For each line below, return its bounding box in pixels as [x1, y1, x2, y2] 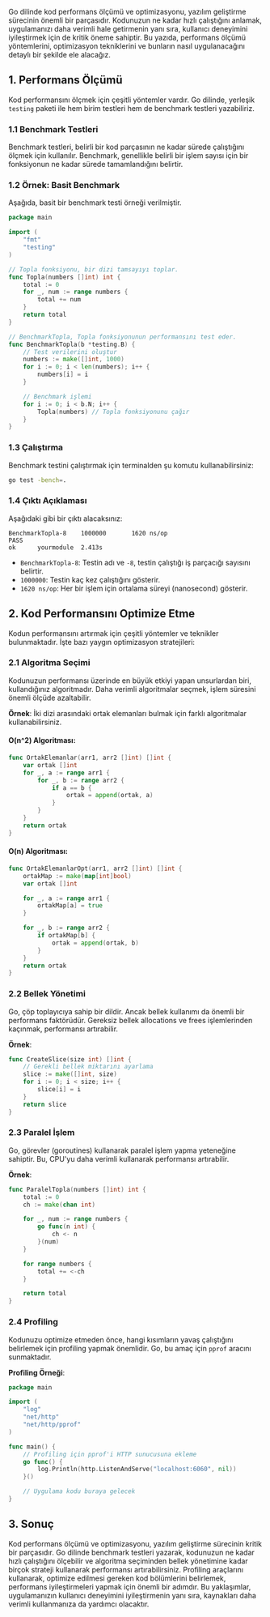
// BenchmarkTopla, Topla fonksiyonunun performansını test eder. [8, 332, 237, 341]
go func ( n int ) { [37, 1222, 95, 1231]
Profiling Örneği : [8, 1367, 65, 1377]
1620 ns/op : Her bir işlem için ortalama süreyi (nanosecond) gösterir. [19, 583, 248, 593]
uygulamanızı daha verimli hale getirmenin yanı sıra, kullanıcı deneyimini [8, 24, 248, 33]
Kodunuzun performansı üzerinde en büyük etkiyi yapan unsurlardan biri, [8, 676, 252, 685]
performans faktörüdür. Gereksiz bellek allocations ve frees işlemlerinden [8, 1015, 253, 1025]
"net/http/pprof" [23, 1421, 82, 1429]
